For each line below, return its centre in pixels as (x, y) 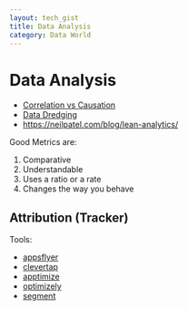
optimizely (42, 286)
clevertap (40, 267)
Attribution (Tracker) (69, 217)
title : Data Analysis (50, 26)
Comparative (47, 160)
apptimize (41, 277)
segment (39, 296)
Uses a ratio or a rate (62, 180)
